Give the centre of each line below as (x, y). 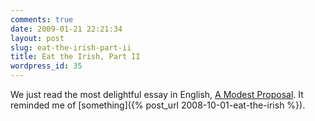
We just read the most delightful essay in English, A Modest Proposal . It (157, 94)
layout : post (37, 38)
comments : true (42, 19)
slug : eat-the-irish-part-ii (71, 47)
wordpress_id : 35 (46, 66)
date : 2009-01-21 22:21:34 (66, 29)
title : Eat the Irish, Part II (75, 57)
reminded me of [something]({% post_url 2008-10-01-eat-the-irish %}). (158, 105)
